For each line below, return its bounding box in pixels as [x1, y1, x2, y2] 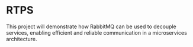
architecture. [6, 35, 37, 42]
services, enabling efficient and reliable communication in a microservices [6, 29, 188, 36]
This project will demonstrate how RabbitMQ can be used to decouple [6, 23, 176, 30]
